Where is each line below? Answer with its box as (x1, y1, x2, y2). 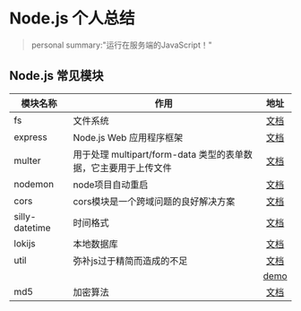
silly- (13, 210, 37, 222)
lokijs (13, 237, 36, 249)
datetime (13, 221, 51, 234)
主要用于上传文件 (99, 161, 172, 174)
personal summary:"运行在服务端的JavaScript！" (30, 39, 212, 50)
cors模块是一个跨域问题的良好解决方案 (73, 194, 236, 207)
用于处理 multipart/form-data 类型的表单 (73, 148, 244, 160)
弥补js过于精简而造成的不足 (73, 255, 188, 267)
